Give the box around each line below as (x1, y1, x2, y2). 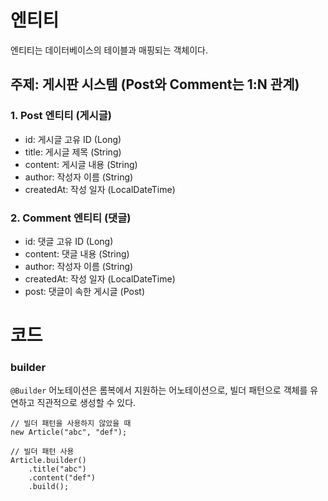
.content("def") (28, 473, 97, 483)
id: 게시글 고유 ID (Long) (24, 133, 122, 145)
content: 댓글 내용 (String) (24, 247, 130, 260)
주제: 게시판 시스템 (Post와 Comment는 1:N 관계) (10, 76, 300, 93)
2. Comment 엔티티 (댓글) (10, 211, 132, 225)
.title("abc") (28, 464, 87, 475)
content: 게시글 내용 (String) (24, 158, 138, 170)
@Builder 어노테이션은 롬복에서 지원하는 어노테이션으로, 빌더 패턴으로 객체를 (10, 384, 308, 396)
